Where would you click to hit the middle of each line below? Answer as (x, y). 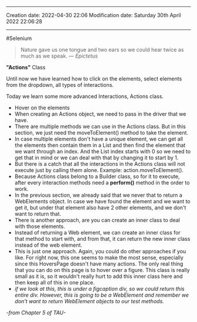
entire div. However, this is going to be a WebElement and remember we (102, 295)
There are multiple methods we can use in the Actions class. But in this (100, 126)
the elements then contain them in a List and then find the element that (100, 145)
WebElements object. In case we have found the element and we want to (102, 201)
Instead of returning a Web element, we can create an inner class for (97, 232)
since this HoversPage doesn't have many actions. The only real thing (99, 264)
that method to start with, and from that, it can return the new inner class (102, 239)
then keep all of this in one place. (55, 282)
